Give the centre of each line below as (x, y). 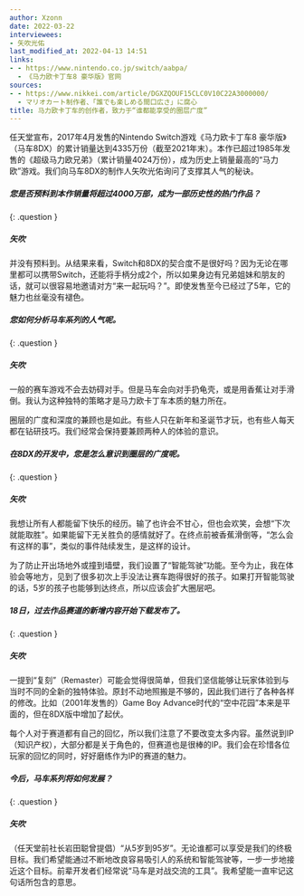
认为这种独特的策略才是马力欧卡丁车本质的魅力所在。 (132, 401)
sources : (26, 85)
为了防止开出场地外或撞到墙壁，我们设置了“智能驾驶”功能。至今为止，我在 (148, 566)
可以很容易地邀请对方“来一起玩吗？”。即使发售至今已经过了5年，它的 (162, 286)
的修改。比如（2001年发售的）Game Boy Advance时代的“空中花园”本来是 (146, 703)
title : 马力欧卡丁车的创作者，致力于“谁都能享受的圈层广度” (109, 110)
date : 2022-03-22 (42, 26)
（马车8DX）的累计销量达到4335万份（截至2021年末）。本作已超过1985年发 (150, 148)
